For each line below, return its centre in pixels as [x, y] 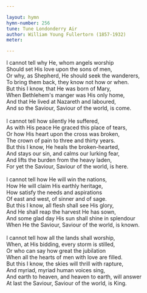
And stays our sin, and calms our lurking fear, [63, 154]
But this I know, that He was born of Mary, [59, 89]
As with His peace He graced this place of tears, [67, 128]
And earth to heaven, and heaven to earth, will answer [74, 277]
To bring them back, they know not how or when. [68, 82]
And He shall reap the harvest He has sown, [61, 212]
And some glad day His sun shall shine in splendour [71, 219]
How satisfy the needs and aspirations [54, 192]
